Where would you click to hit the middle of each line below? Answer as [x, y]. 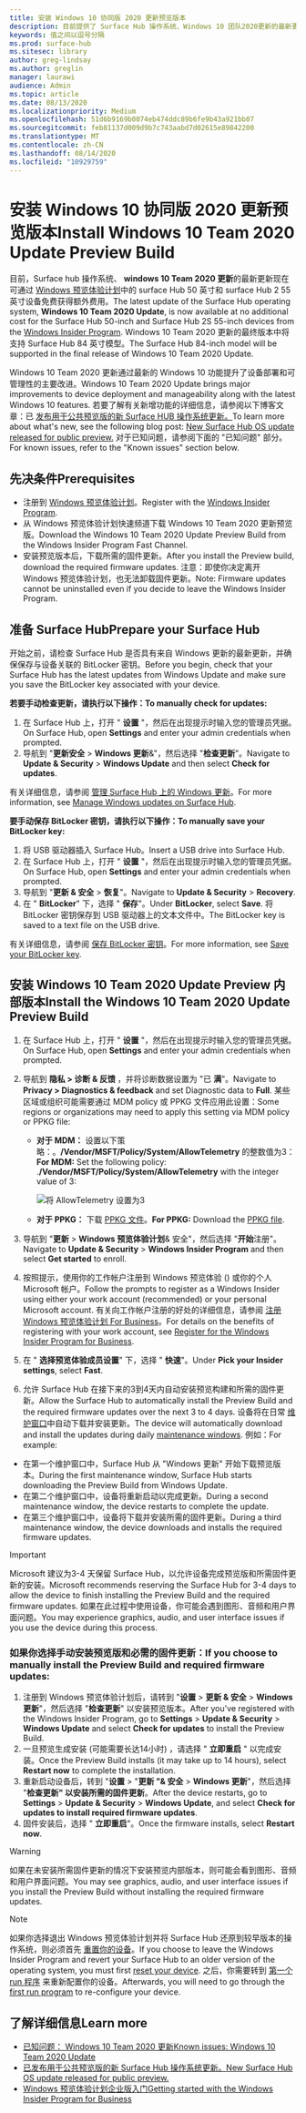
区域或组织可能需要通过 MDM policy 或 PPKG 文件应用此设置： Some [151, 1101]
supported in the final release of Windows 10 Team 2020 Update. [132, 354]
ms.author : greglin [46, 69]
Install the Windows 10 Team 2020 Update [168, 1002]
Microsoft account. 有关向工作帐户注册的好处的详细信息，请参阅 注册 [152, 1310]
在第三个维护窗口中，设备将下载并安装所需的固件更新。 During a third [152, 1516]
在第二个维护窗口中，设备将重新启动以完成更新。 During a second [145, 1495]
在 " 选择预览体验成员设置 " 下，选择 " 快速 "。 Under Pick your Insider [153, 1360]
